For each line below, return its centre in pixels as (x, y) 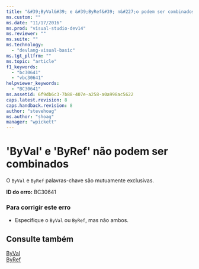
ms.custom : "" (24, 17)
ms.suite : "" (22, 39)
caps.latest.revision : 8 (37, 100)
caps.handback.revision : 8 (39, 105)
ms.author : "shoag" (30, 116)
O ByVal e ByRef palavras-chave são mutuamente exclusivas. (80, 181)
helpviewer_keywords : (33, 84)
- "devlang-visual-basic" (44, 50)
